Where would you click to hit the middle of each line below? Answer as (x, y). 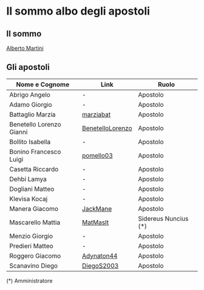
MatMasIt (95, 222)
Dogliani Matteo (32, 188)
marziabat (96, 114)
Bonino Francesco (35, 151)
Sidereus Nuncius (163, 218)
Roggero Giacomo (35, 255)
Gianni (19, 132)
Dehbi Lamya (28, 179)
